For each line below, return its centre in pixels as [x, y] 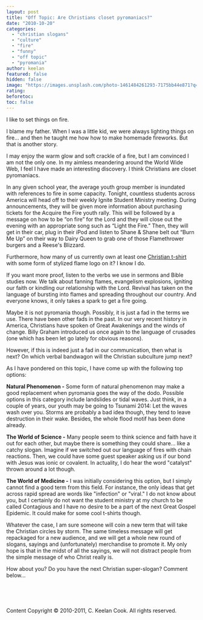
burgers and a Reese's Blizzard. [46, 245]
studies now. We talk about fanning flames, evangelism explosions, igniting [99, 281]
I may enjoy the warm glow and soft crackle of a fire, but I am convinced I [98, 156]
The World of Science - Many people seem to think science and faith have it [101, 437]
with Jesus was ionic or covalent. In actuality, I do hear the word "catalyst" [99, 462]
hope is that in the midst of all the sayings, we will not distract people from [99, 550]
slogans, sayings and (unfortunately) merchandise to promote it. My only [97, 544]
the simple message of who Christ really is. [60, 557]
